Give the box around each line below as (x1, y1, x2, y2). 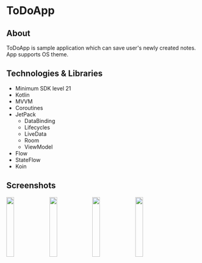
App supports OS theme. (6, 51, 69, 58)
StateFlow (15, 156, 41, 163)
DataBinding (24, 117, 56, 124)
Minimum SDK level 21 (15, 84, 71, 92)
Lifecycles (24, 124, 51, 131)
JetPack (15, 111, 37, 118)
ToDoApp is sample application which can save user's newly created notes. (6, 44, 197, 51)
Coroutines (15, 104, 43, 111)
